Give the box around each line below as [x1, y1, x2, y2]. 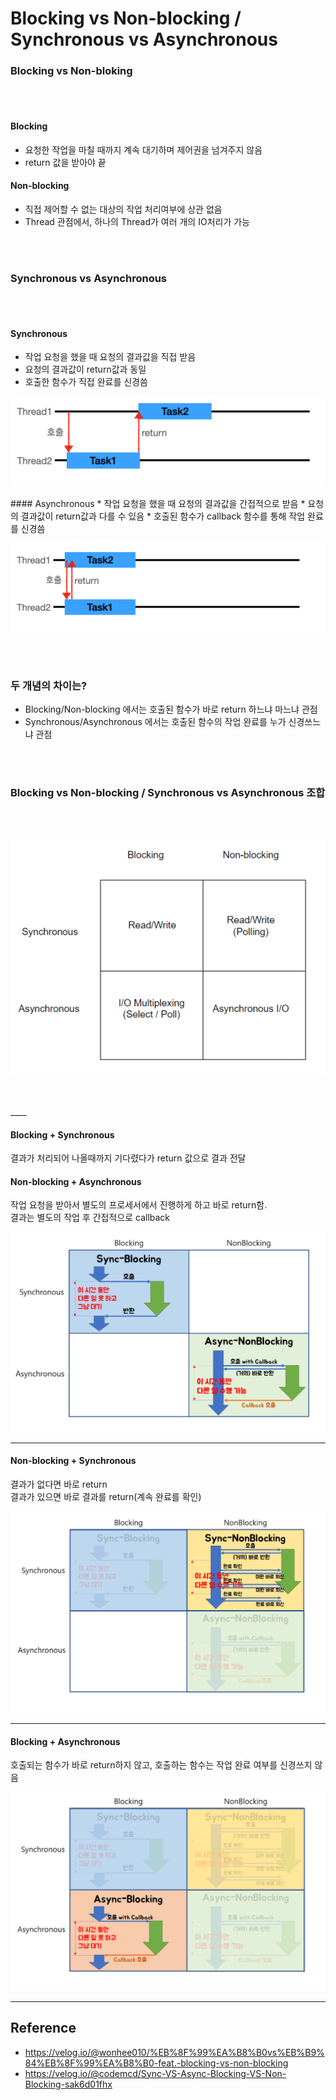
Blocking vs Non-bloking [10, 64, 133, 78]
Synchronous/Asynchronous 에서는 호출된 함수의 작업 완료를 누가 [24, 716, 287, 728]
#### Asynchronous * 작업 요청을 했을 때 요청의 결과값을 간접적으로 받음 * [10, 497, 306, 509]
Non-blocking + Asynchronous [10, 1175, 142, 1187]
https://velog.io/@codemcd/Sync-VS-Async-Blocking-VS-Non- [24, 2067, 287, 2079]
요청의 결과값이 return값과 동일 [24, 363, 147, 376]
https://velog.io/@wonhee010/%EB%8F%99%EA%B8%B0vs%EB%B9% [24, 2046, 325, 2058]
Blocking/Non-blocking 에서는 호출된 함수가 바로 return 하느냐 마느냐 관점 [24, 703, 318, 716]
